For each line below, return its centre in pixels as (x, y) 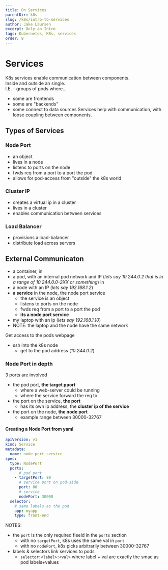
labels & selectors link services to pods (54, 552)
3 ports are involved (26, 375)
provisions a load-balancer (41, 238)
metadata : (16, 449)
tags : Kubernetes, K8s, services (41, 34)
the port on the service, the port (46, 401)
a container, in (27, 271)
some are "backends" (35, 104)
